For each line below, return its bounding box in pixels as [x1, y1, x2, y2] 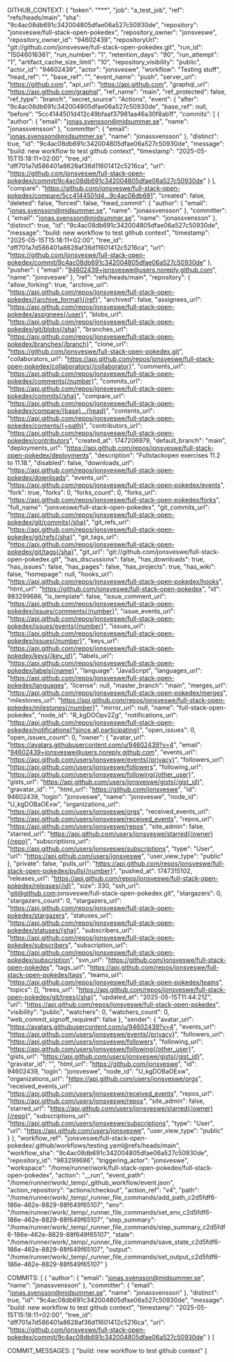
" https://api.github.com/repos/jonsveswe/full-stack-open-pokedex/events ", [7, 481, 225, 489]
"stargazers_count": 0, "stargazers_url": [7, 897, 122, 905]
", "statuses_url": [64, 911, 113, 919]
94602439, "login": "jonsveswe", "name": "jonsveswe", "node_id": [7, 793, 198, 800]
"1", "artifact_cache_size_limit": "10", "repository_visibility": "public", [7, 58, 201, 66]
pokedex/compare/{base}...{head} [7, 407, 107, 415]
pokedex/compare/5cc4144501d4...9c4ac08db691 [7, 191, 154, 200]
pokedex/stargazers [7, 911, 65, 919]
